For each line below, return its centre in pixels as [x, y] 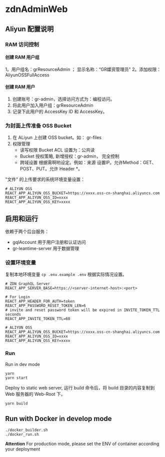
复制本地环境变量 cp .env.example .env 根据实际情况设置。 [66, 274]
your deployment [23, 449]
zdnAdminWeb [36, 9]
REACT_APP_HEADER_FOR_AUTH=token [40, 301]
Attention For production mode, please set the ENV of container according [82, 444]
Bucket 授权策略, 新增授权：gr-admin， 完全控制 [70, 156]
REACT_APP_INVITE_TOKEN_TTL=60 [38, 319]
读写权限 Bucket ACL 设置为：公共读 [57, 150]
